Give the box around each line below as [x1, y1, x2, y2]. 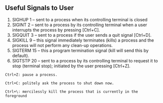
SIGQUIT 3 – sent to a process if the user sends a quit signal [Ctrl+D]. [12, 32, 152, 38]
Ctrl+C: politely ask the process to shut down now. [5, 81, 114, 86]
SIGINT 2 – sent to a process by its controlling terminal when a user [12, 22, 147, 28]
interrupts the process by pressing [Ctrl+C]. [12, 27, 100, 33]
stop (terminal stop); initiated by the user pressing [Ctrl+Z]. [12, 63, 130, 69]
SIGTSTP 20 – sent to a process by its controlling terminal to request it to [12, 58, 158, 63]
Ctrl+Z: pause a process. [5, 72, 57, 77]
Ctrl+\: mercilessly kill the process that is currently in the [5, 89, 138, 94]
